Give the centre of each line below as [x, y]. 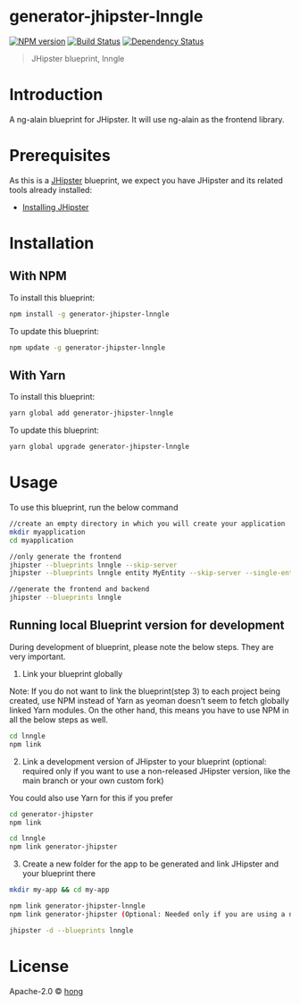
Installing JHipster [55, 207]
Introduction [56, 95]
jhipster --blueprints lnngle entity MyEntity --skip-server [125, 573]
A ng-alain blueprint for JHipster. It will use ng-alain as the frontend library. [147, 119]
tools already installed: [50, 190]
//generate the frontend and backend [79, 589]
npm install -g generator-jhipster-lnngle [89, 314]
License [39, 966]
